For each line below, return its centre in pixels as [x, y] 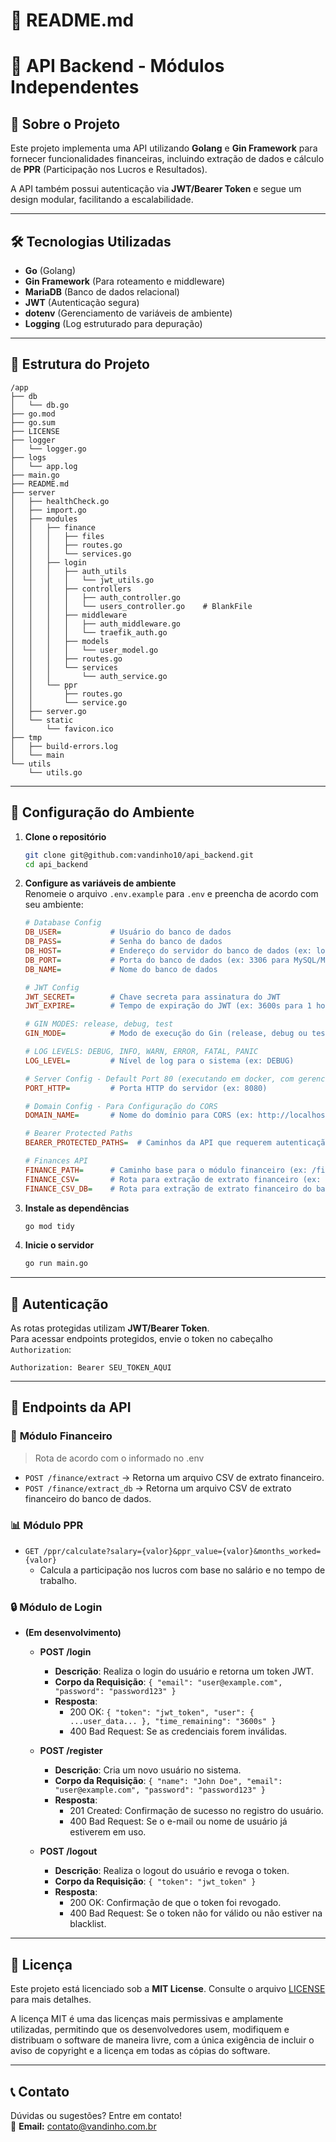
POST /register [71, 1751]
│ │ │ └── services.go [71, 554]
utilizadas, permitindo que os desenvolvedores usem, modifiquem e [150, 2030]
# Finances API [56, 1161]
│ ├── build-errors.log [64, 746]
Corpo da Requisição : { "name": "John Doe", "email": [168, 1781]
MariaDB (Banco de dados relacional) [102, 292]
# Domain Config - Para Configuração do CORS [121, 1106]
